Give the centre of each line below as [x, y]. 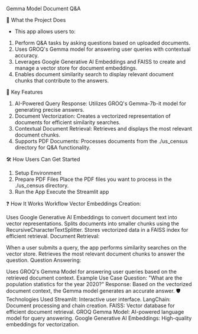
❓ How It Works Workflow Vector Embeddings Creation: [74, 204]
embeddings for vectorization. [43, 324]
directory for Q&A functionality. [52, 147]
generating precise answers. [49, 110]
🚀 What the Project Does [36, 20]
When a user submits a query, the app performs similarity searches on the [96, 247]
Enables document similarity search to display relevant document [94, 74]
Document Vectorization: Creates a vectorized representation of [92, 116]
